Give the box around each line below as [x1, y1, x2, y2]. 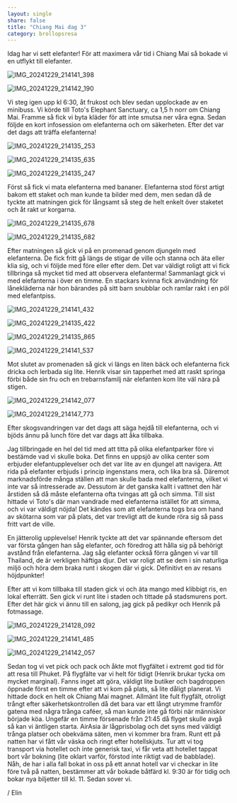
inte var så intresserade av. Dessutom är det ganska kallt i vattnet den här [7, 482, 222, 491]
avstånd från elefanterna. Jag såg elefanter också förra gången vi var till [7, 549, 218, 557]
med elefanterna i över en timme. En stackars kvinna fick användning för [7, 276, 219, 285]
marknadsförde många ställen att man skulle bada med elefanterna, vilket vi [7, 475, 229, 483]
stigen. [7, 382, 28, 391]
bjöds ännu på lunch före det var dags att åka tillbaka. [7, 431, 164, 440]
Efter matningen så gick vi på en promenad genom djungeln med [7, 247, 196, 255]
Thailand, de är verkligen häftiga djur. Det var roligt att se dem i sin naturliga [7, 556, 229, 565]
